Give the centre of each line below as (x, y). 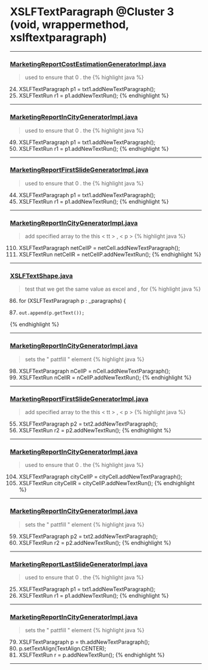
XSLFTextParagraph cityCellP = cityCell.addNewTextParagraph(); (101, 477)
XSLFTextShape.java (41, 276)
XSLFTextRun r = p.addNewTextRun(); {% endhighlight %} (92, 655)
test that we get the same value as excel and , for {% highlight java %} (113, 289)
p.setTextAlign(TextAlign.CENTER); (62, 649)
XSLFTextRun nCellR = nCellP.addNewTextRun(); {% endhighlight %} (105, 377)
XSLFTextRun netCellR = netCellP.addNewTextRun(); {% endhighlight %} (110, 255)
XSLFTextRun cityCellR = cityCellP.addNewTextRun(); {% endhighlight (107, 483)
